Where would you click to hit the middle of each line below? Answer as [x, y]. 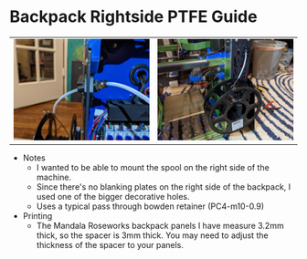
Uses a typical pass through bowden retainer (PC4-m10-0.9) [150, 206]
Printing [37, 215]
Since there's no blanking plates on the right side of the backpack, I [164, 186]
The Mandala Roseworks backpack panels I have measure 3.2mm [160, 225]
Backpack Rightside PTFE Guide [133, 17]
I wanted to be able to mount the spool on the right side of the [153, 167]
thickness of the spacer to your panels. [110, 244]
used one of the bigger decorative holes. [113, 196]
